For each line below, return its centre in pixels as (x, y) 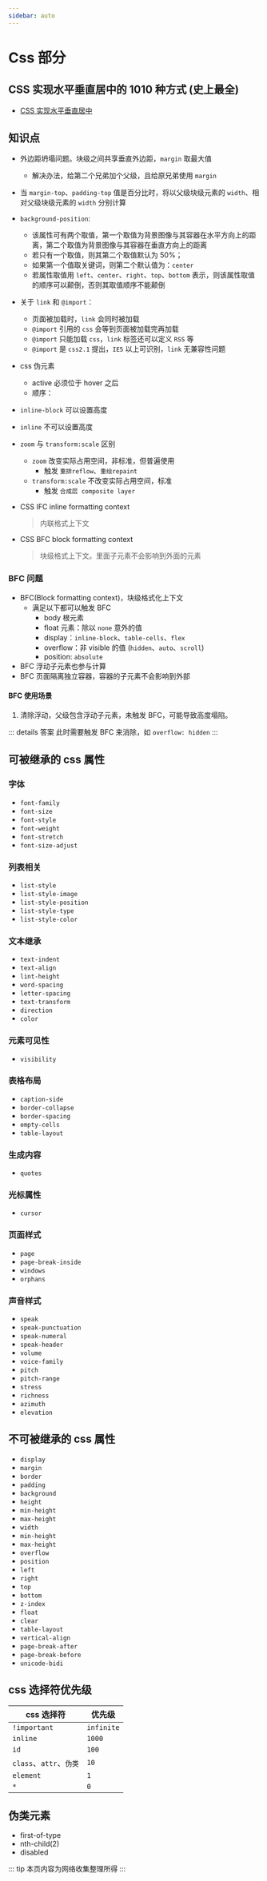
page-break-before (50, 1655)
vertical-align (45, 1638)
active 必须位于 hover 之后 (75, 383)
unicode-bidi (42, 1664)
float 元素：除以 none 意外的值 (93, 628)
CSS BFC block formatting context (76, 540)
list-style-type (47, 911)
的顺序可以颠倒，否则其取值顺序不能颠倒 (98, 285)
